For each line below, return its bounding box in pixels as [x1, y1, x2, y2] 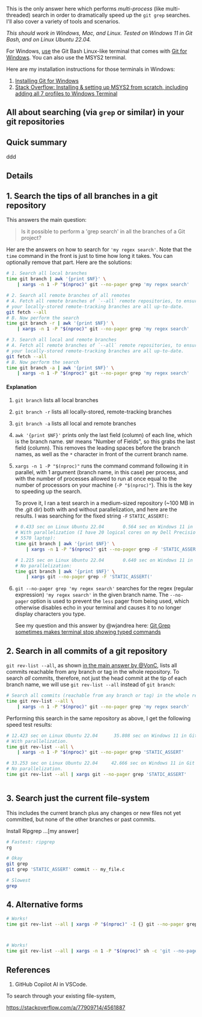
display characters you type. [14, 610, 86, 618]
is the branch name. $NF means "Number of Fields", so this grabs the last [14, 438, 195, 445]
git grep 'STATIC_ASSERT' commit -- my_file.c [6, 867, 125, 873]
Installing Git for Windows [14, 78, 79, 84]
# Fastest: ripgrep [6, 838, 55, 845]
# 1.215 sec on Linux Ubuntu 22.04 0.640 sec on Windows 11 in [14, 557, 194, 563]
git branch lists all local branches [14, 397, 99, 404]
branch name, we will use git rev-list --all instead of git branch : [6, 681, 176, 688]
